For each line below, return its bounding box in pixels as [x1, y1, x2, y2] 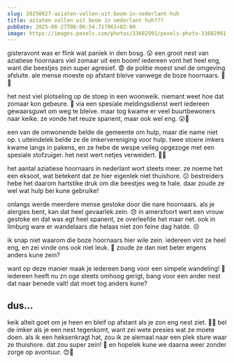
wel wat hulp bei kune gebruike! [7, 187, 99, 195]
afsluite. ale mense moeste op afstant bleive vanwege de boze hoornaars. [7, 71, 220, 80]
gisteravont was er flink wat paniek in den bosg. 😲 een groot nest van [7, 49, 210, 57]
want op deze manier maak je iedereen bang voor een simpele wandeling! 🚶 [7, 264, 226, 273]
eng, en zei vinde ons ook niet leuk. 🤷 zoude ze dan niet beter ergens [7, 243, 207, 252]
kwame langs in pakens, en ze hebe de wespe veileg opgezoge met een [7, 143, 215, 152]
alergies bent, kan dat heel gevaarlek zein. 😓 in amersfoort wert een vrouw [7, 208, 224, 216]
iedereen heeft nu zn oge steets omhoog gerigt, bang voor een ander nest [7, 272, 221, 280]
